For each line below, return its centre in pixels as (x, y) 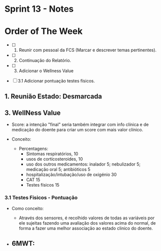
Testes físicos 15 (43, 185)
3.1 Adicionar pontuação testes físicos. (56, 81)
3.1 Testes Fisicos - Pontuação (41, 198)
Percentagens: (34, 149)
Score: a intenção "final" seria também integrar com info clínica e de (80, 125)
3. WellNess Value (33, 113)
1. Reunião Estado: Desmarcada (53, 96)
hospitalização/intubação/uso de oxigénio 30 (72, 175)
